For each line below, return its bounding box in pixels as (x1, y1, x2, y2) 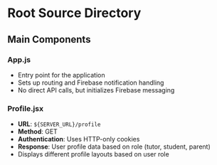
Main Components (7, 33, 91, 46)
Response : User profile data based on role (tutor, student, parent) (17, 142, 211, 151)
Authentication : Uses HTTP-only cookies (17, 135, 140, 144)
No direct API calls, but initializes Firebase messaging (17, 85, 175, 94)
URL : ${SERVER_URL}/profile (17, 119, 101, 129)
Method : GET (17, 127, 58, 136)
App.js (7, 55, 31, 65)
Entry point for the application (17, 70, 105, 79)
